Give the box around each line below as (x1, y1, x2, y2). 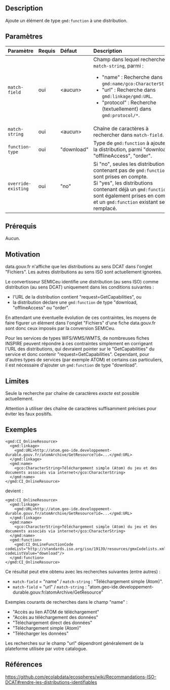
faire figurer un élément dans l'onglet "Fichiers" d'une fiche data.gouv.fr (5, 320, 156, 326)
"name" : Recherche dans (102, 74, 163, 81)
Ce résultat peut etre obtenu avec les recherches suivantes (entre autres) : (5, 568, 161, 574)
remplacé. (93, 205, 117, 212)
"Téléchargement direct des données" (12, 620, 93, 626)
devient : (5, 488, 24, 494)
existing (8, 186, 29, 192)
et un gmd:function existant (93, 198, 158, 205)
